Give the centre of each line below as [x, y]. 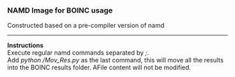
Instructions [26, 45]
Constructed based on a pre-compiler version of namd [86, 26]
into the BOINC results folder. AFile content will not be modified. [99, 67]
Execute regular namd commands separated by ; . [78, 53]
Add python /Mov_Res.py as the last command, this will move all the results [115, 60]
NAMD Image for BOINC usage [60, 10]
